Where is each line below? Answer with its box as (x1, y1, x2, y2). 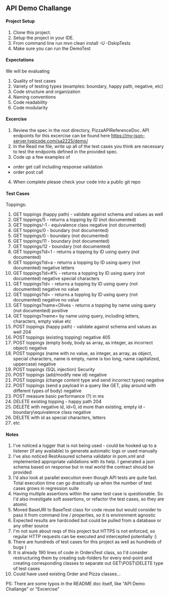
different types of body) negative (13, 388, 82, 394)
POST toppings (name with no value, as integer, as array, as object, (13, 350, 152, 356)
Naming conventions (13, 94, 56, 100)
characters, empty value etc (13, 318, 71, 324)
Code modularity (13, 104, 48, 110)
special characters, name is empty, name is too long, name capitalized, (13, 356, 160, 362)
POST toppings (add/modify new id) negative (13, 372, 107, 378)
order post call (13, 169, 43, 175)
